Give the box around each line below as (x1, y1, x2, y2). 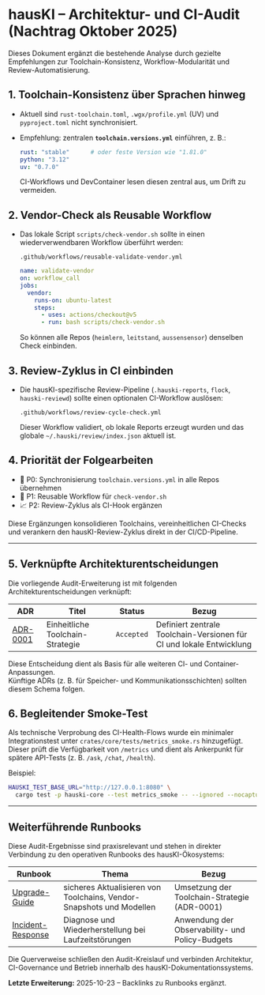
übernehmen (19, 483, 62, 492)
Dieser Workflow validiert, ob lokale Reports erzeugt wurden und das (19, 423, 244, 432)
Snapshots (63, 902, 103, 912)
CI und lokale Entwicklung (155, 639, 252, 650)
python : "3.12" (19, 156, 70, 164)
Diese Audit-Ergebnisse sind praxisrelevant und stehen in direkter (8, 842, 222, 850)
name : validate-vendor (19, 267, 95, 275)
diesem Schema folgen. (8, 684, 85, 693)
